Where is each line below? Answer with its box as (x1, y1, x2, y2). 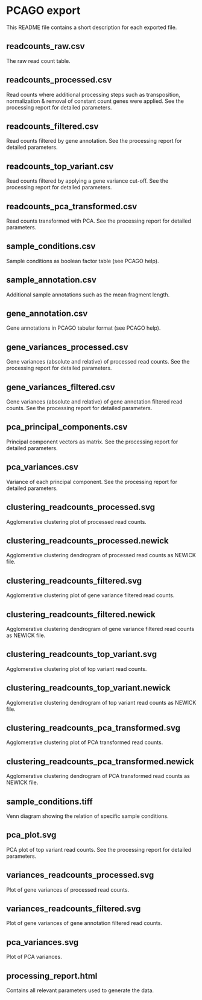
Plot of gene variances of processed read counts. (6, 886, 130, 893)
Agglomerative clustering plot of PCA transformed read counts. (6, 739, 163, 746)
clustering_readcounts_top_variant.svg (6, 649, 157, 659)
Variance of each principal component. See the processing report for (6, 478, 178, 485)
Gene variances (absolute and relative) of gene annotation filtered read (6, 398, 183, 405)
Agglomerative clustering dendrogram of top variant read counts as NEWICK (6, 699, 197, 706)
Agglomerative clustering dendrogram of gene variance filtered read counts (6, 625, 195, 632)
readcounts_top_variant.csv (6, 161, 114, 171)
